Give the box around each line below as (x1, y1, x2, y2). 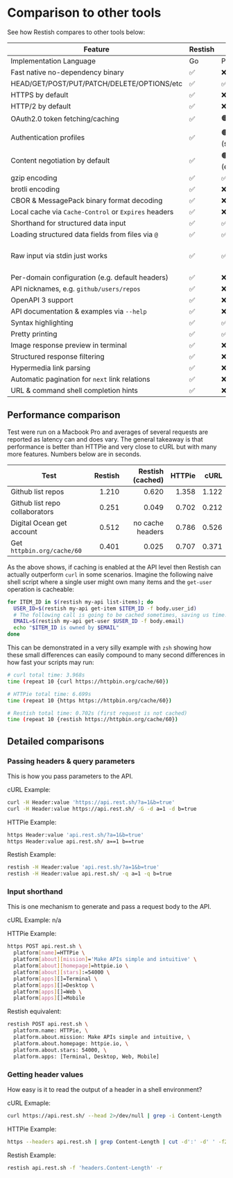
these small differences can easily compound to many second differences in (7, 651, 225, 659)
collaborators (10, 506, 54, 516)
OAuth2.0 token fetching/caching (10, 114, 119, 124)
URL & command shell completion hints (10, 385, 139, 395)
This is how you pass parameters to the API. (7, 772, 133, 780)
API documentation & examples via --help (10, 306, 147, 316)
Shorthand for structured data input (10, 218, 126, 227)
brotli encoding (10, 184, 60, 194)
